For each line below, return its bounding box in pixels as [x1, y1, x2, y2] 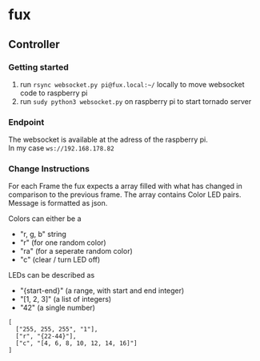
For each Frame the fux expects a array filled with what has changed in [8, 182, 242, 191]
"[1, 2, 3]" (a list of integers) [19, 295, 112, 304]
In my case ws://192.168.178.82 [8, 143, 114, 153]
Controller [8, 38, 60, 51]
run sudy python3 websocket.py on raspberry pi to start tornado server [19, 96, 252, 106]
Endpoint [8, 116, 45, 127]
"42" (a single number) [19, 303, 96, 313]
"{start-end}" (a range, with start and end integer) [19, 286, 185, 295]
